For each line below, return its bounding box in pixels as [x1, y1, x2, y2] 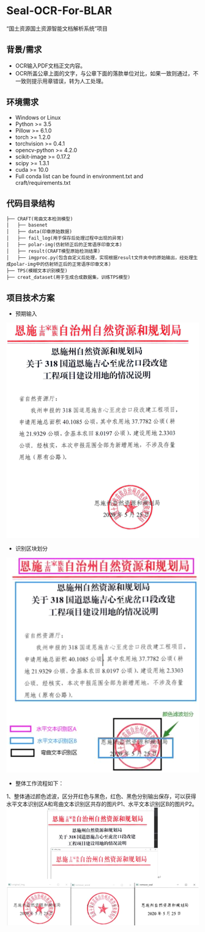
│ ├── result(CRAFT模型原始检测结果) [6, 248, 101, 255]
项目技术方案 [6, 292, 55, 303]
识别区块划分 [15, 545, 48, 553]
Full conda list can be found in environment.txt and [15, 173, 144, 180]
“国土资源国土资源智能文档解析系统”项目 [6, 25, 108, 32]
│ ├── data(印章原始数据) [6, 228, 72, 235]
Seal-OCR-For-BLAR [6, 4, 112, 18]
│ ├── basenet [6, 222, 48, 228]
